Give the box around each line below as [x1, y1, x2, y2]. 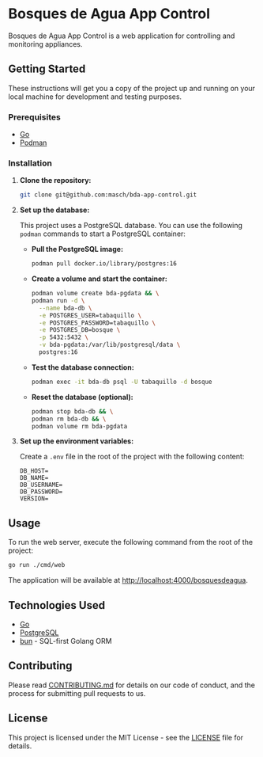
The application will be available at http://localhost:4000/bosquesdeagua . [8, 576, 249, 585]
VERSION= [19, 495, 49, 503]
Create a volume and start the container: [31, 274, 167, 283]
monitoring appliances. [8, 39, 83, 48]
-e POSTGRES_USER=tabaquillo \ [38, 311, 142, 319]
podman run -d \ [31, 296, 85, 305]
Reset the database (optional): [31, 392, 133, 401]
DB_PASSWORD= [19, 488, 63, 496]
